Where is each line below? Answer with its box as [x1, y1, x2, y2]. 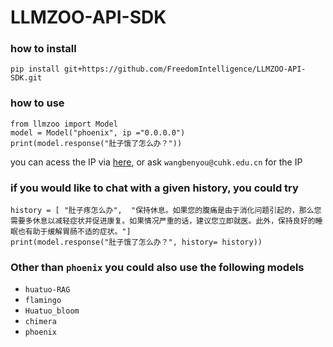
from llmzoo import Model [10, 119, 118, 129]
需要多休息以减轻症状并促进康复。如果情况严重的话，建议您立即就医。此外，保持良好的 [10, 216, 316, 226]
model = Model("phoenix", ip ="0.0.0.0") [10, 127, 186, 138]
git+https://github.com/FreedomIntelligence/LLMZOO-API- [63, 64, 307, 75]
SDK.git [10, 73, 43, 83]
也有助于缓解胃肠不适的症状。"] [17, 227, 132, 237]
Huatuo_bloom [24, 306, 80, 316]
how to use [10, 96, 65, 110]
